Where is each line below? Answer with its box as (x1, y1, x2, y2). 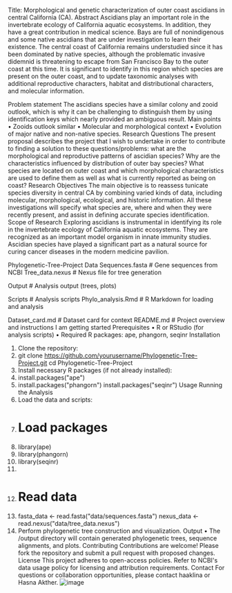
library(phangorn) (17, 450, 68, 458)
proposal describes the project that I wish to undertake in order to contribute (8, 137, 226, 145)
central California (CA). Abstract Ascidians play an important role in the (8, 13, 210, 21)
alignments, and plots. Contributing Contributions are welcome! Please (17, 541, 220, 549)
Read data (17, 489, 77, 505)
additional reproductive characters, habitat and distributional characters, (8, 80, 214, 87)
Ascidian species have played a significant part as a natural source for (8, 240, 208, 248)
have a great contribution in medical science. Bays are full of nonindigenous (8, 28, 224, 36)
